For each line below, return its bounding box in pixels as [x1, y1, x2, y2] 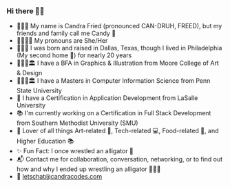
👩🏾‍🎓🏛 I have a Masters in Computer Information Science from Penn [16, 77, 211, 85]
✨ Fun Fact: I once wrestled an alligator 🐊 [16, 147, 134, 155]
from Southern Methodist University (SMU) [16, 119, 138, 127]
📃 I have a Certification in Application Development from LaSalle [16, 94, 198, 102]
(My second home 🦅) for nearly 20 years [16, 51, 132, 59]
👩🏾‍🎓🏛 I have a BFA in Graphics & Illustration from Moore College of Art [16, 59, 220, 68]
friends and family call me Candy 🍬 [16, 29, 116, 37]
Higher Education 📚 [16, 137, 74, 146]
